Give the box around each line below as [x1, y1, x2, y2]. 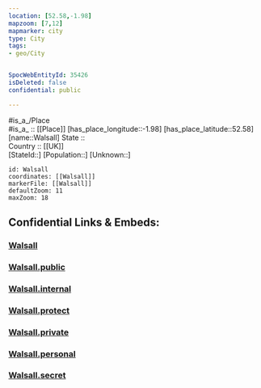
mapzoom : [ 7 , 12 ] [8, 19, 63, 27]
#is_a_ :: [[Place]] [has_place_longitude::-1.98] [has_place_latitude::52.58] [8, 124, 255, 133]
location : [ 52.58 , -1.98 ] [8, 11, 92, 20]
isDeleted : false [8, 78, 67, 86]
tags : [8, 42, 27, 50]
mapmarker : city [8, 27, 63, 35]
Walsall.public [8, 261, 66, 272]
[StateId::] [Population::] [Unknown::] [8, 150, 131, 159]
